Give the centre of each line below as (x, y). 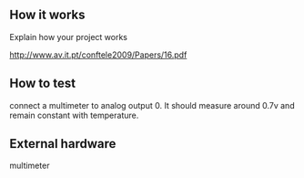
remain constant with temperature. (74, 115)
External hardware (63, 144)
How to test (42, 84)
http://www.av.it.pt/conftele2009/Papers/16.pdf (98, 55)
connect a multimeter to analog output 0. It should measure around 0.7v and (152, 105)
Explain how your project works (69, 37)
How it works (47, 15)
